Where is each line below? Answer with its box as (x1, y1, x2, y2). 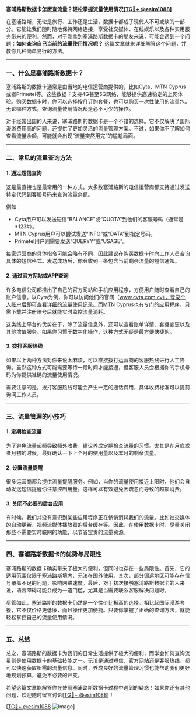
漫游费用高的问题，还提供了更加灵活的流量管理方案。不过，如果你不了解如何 (6, 125, 190, 132)
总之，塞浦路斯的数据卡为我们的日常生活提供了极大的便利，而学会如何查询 (6, 649, 185, 656)
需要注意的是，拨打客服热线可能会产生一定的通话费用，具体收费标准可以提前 (6, 383, 190, 390)
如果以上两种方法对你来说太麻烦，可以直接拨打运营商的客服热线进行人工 (6, 357, 180, 364)
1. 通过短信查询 (6, 169, 42, 176)
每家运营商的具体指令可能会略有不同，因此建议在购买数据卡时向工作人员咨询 (6, 250, 190, 257)
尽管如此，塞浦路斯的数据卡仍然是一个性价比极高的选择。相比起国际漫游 (6, 599, 180, 606)
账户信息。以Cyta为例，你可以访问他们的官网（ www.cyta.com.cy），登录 (6, 293, 181, 300)
